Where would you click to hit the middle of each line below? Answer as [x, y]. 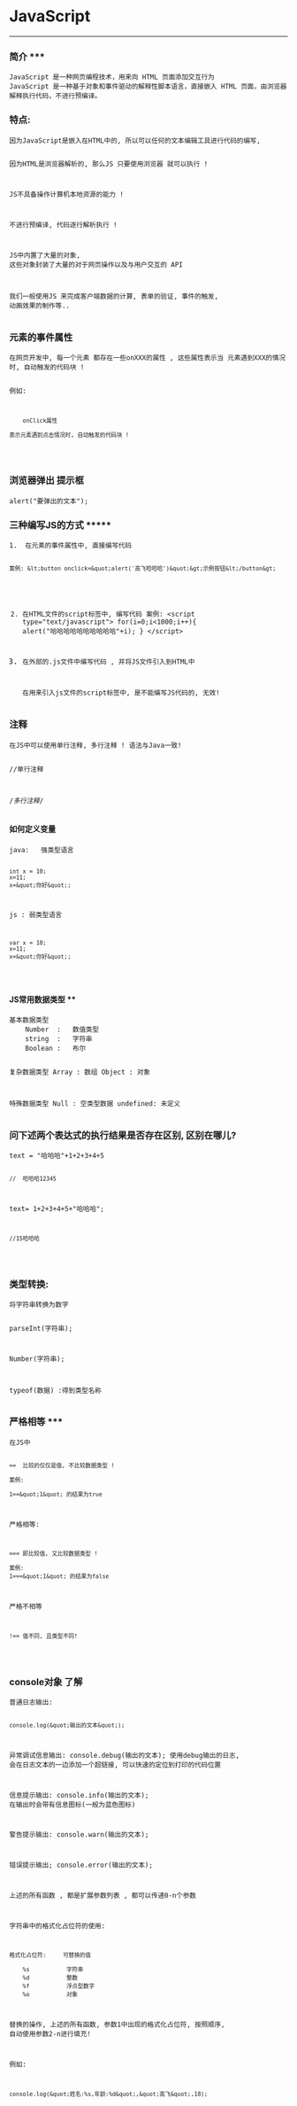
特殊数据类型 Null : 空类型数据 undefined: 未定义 [95, 1104]
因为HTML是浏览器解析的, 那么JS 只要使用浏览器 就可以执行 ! [109, 164]
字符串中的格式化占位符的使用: [57, 1926]
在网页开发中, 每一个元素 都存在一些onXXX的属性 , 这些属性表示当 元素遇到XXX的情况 [147, 357]
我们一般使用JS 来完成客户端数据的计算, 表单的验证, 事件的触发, [114, 296]
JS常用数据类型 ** [43, 999]
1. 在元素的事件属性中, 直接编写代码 [71, 546]
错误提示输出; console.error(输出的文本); [81, 1865]
